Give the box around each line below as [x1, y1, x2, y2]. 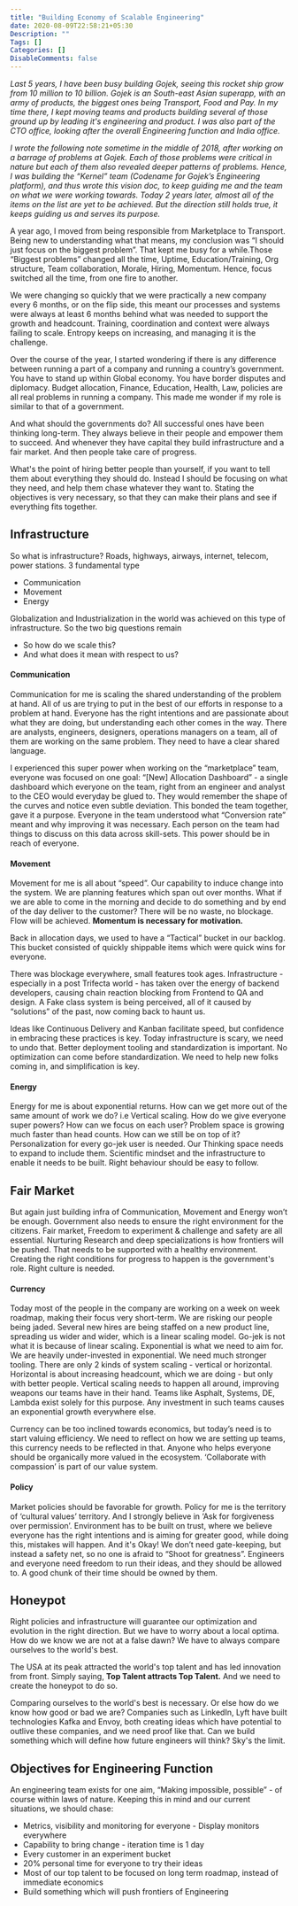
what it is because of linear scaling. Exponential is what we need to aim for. [10, 1341, 284, 1352]
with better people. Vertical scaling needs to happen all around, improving [10, 1378, 279, 1389]
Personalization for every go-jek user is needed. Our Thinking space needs [10, 1139, 284, 1150]
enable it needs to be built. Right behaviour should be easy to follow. [10, 1158, 259, 1168]
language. [10, 746, 47, 756]
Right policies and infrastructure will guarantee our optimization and [10, 1616, 257, 1627]
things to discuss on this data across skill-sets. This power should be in [10, 829, 271, 840]
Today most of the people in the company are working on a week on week [10, 1303, 280, 1313]
